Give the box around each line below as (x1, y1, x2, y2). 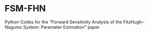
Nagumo (4, 24, 22, 30)
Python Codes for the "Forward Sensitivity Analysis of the (4, 19, 122, 25)
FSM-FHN (4, 3, 46, 14)
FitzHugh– (123, 19, 144, 25)
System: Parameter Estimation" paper (23, 24, 100, 30)
